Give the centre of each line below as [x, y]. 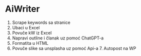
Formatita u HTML [30, 43]
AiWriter [22, 9]
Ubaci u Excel [26, 27]
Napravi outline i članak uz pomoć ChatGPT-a [58, 38]
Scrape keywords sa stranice [41, 22]
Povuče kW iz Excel [32, 33]
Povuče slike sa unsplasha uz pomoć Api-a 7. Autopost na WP [74, 48]
